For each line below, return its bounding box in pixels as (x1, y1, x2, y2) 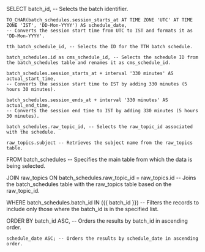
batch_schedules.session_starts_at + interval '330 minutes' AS (6, 70, 174, 76)
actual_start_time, (6, 76, 56, 82)
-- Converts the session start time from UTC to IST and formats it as (6, 27, 193, 34)
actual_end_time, (6, 103, 51, 109)
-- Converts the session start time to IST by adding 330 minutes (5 (6, 81, 188, 87)
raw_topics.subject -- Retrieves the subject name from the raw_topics (6, 140, 193, 146)
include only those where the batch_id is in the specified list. (6, 206, 159, 212)
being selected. (6, 162, 46, 170)
